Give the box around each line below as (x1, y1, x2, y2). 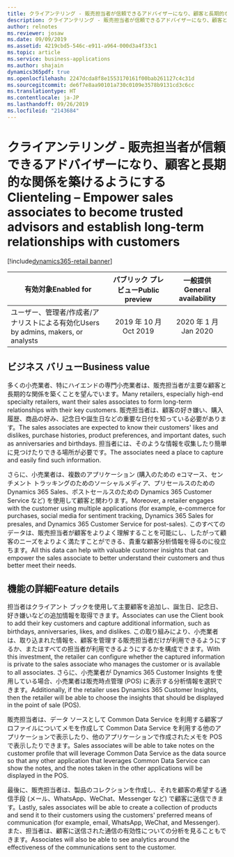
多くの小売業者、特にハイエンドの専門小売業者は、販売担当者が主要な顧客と (7, 381, 227, 389)
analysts (10, 336, 38, 345)
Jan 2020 (180, 326, 214, 336)
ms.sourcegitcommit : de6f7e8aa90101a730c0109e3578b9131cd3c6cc (7, 81, 195, 88)
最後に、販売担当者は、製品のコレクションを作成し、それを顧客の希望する (7, 786, 221, 794)
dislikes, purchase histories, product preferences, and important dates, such (7, 431, 226, 439)
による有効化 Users (38, 317, 100, 327)
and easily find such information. (7, 455, 102, 464)
